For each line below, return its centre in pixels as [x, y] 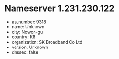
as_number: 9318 [29, 22]
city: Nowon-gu [27, 32]
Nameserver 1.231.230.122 [59, 8]
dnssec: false [25, 52]
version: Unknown [30, 47]
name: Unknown [28, 26]
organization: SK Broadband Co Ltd [47, 42]
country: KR [24, 37]
